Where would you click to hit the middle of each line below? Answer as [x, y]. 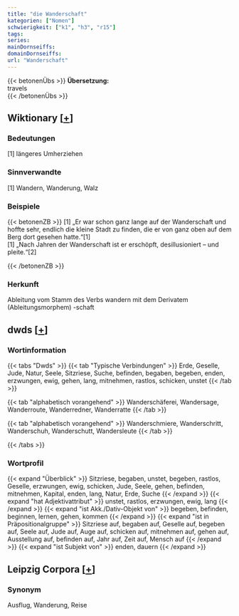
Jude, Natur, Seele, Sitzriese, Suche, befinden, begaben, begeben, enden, [116, 373]
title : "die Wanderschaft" [47, 14]
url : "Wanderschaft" [38, 61]
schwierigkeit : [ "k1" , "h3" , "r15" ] [62, 27]
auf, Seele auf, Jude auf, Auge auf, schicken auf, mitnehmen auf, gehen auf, [118, 532]
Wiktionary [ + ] [40, 118]
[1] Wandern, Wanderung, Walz [53, 188]
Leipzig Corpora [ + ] [52, 569]
